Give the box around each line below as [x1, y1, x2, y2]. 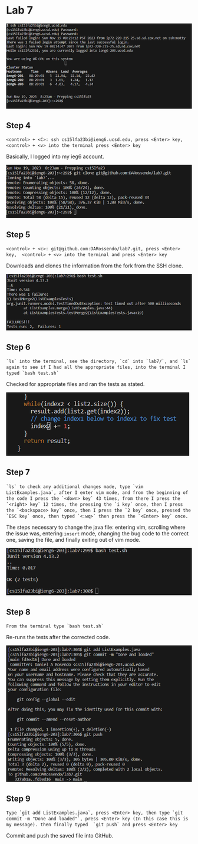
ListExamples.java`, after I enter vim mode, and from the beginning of [6, 489, 189, 496]
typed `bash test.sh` [6, 370, 60, 377]
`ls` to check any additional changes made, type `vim [6, 483, 144, 490]
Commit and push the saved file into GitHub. [6, 832, 114, 839]
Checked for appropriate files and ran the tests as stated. [6, 381, 145, 388]
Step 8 [6, 607, 31, 617]
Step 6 [6, 342, 31, 352]
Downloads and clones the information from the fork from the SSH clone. [6, 262, 184, 269]
